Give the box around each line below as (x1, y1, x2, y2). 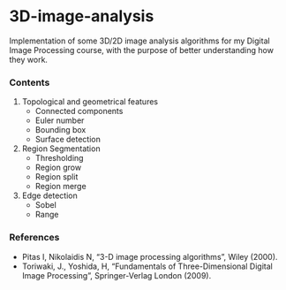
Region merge (34, 181, 87, 192)
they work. (9, 54, 49, 65)
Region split (34, 172, 79, 182)
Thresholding (34, 153, 84, 164)
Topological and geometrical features (21, 96, 159, 107)
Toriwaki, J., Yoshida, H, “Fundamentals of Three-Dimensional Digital (21, 261, 274, 271)
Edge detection (21, 190, 78, 201)
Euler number (34, 115, 85, 126)
